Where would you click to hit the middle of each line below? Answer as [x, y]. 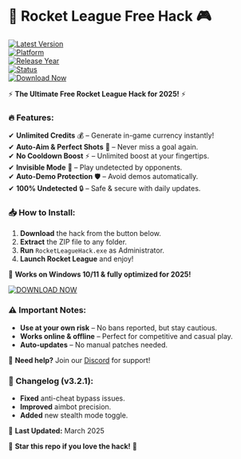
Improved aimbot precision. [65, 407]
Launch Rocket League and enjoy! [77, 258]
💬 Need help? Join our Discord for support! [79, 360]
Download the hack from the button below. [91, 233]
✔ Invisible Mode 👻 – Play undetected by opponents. [95, 168]
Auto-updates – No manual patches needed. [94, 345]
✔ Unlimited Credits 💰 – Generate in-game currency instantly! [111, 136]
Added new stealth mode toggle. [74, 415]
